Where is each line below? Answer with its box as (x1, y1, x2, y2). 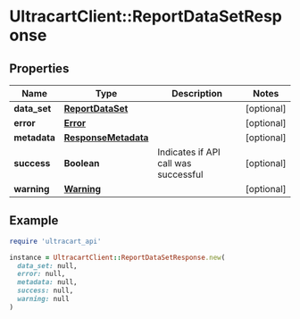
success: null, (17, 286, 74, 296)
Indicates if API (157, 146, 221, 158)
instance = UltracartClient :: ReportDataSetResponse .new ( (9, 253, 226, 262)
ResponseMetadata (63, 131, 149, 144)
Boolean (63, 157, 100, 169)
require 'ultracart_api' (9, 237, 102, 246)
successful (157, 168, 204, 180)
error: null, (17, 270, 66, 279)
